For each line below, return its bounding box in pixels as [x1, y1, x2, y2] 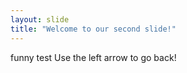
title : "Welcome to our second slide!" [10, 24, 177, 34]
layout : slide [10, 14, 70, 25]
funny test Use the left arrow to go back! [10, 51, 177, 63]
